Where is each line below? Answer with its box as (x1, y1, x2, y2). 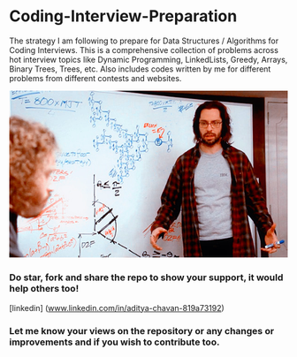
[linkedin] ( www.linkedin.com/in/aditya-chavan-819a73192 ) (9, 302, 225, 313)
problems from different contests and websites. (9, 72, 182, 83)
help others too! (9, 283, 80, 295)
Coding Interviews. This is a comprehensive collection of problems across (9, 44, 278, 55)
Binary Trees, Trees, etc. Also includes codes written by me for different (9, 64, 271, 74)
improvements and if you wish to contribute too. (9, 336, 220, 348)
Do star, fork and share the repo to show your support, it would (9, 271, 284, 284)
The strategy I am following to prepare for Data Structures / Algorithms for (9, 35, 279, 46)
